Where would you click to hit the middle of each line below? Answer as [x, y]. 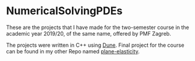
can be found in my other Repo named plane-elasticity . [73, 51]
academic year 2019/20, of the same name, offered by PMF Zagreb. [89, 33]
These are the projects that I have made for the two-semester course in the [97, 27]
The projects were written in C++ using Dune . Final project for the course [95, 45]
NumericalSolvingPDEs [64, 11]
